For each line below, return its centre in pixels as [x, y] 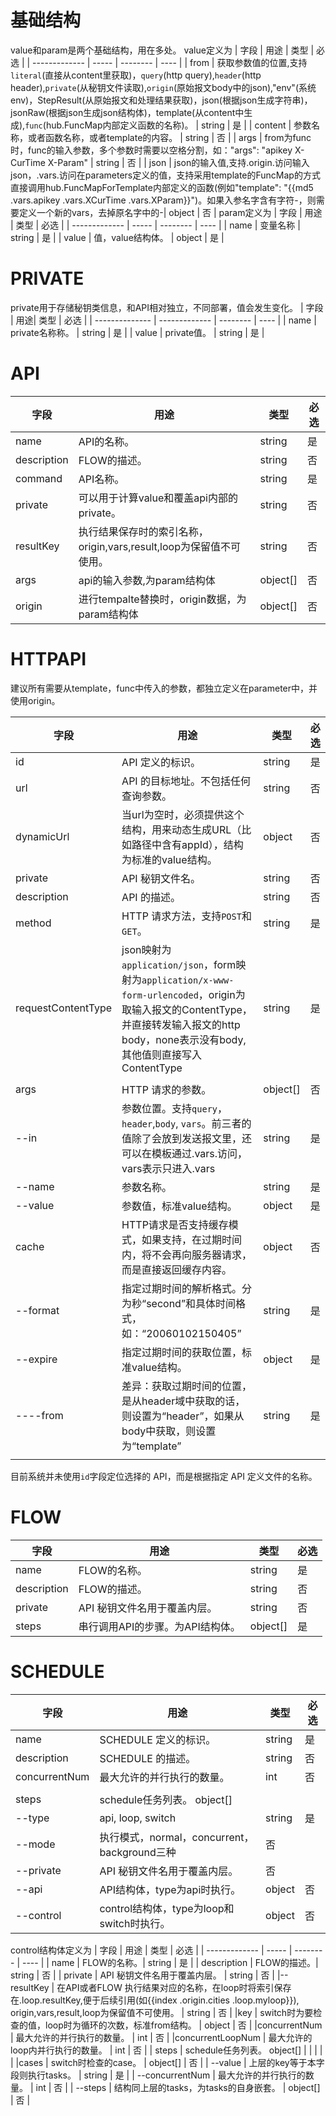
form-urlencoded [160, 995]
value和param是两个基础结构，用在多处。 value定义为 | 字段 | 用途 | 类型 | [162, 50]
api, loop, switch [138, 1818]
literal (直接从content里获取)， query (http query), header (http [136, 75]
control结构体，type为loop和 [167, 1908]
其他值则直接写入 [162, 1054]
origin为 [227, 994]
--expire [36, 1359]
